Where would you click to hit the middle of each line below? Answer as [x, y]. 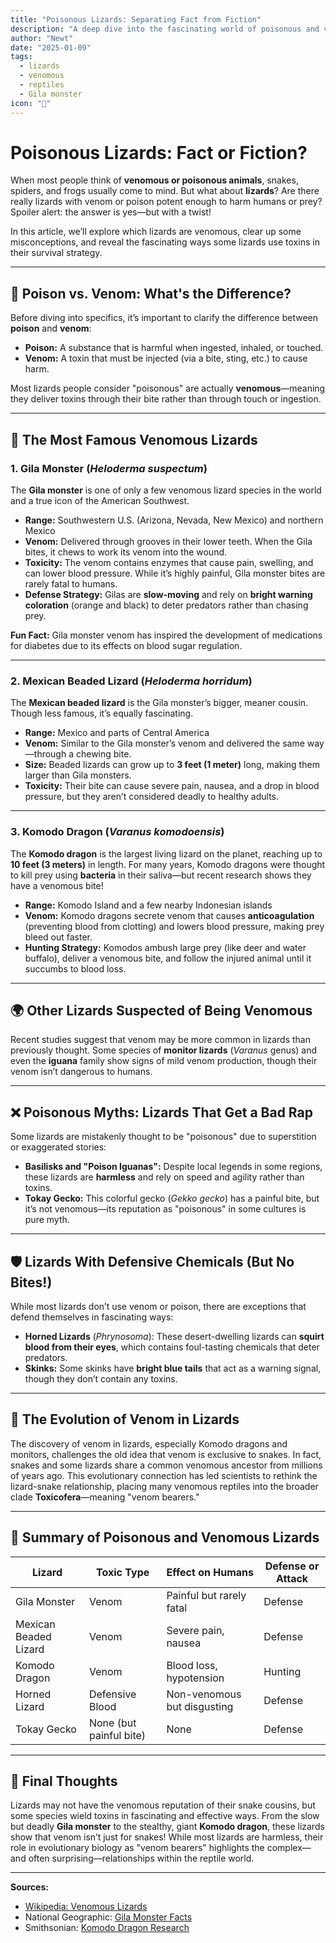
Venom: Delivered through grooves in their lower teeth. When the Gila [168, 541]
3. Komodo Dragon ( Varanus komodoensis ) [117, 832]
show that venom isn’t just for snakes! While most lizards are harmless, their [167, 1837]
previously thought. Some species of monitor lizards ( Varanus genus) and [164, 1050]
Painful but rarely [206, 1595]
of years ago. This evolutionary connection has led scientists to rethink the [164, 1475]
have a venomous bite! [57, 885]
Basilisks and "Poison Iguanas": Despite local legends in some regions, [173, 1167]
